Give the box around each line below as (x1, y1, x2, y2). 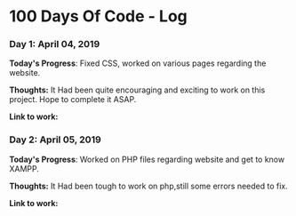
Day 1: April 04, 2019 (9, 38, 100, 51)
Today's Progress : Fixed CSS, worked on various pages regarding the (9, 58, 267, 68)
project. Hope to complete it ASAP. (9, 94, 137, 105)
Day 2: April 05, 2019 (9, 133, 102, 146)
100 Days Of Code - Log (9, 6, 188, 27)
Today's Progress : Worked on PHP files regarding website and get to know (9, 154, 285, 164)
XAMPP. (9, 163, 40, 174)
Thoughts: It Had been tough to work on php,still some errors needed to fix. (9, 180, 289, 191)
